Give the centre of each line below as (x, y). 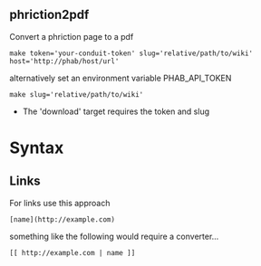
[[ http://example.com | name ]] (72, 252)
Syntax (37, 147)
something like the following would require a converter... (114, 236)
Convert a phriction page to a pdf (72, 36)
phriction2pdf (49, 15)
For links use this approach (60, 203)
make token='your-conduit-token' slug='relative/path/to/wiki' (131, 53)
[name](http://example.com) (63, 219)
